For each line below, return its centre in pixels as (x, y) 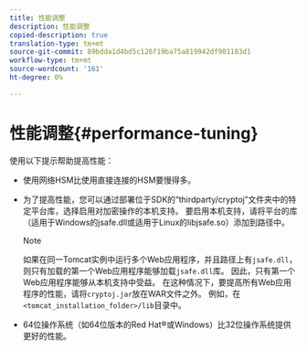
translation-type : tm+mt (57, 43)
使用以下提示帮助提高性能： (62, 160)
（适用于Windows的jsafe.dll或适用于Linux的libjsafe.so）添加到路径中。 (156, 222)
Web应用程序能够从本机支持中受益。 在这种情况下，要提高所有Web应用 (157, 282)
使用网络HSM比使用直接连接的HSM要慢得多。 (109, 180)
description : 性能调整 (50, 27)
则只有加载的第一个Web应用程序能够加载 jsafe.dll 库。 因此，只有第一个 (159, 270)
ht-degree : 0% (37, 78)
